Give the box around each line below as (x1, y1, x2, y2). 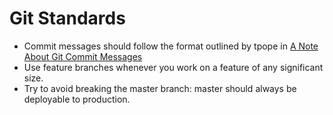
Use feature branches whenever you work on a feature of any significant (23, 61, 324, 73)
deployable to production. (23, 93, 131, 105)
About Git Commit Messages (23, 50, 143, 62)
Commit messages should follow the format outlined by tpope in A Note (23, 40, 319, 52)
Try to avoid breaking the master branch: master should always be (23, 82, 297, 94)
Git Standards (9, 7, 126, 30)
